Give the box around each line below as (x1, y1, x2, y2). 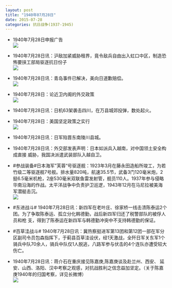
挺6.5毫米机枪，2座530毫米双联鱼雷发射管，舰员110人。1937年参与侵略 (12, 175, 164, 182)
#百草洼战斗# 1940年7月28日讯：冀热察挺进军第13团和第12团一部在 (12, 228, 156, 235)
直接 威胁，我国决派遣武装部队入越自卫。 (17, 152, 104, 158)
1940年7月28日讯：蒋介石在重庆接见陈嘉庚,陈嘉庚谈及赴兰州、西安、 (12, 258, 159, 265)
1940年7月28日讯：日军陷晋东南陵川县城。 (12, 134, 104, 140)
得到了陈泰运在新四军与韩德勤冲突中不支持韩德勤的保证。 (36, 217, 158, 224)
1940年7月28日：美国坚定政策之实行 (12, 118, 90, 124)
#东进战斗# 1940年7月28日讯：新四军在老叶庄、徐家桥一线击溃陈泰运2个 (12, 204, 167, 211)
